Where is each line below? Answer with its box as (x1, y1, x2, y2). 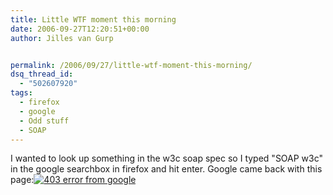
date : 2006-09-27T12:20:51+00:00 (10, 24, 150, 34)
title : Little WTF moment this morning (10, 14, 177, 25)
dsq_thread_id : (10, 69, 74, 80)
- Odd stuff (19, 116, 70, 126)
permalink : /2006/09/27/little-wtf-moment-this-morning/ (10, 60, 253, 70)
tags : (10, 88, 33, 98)
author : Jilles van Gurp (10, 33, 114, 43)
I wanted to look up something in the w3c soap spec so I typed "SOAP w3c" (10, 152, 324, 165)
